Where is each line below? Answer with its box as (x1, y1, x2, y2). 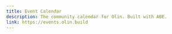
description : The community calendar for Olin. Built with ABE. (6, 14, 167, 20)
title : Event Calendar (6, 8, 62, 14)
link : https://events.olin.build (6, 19, 88, 25)
